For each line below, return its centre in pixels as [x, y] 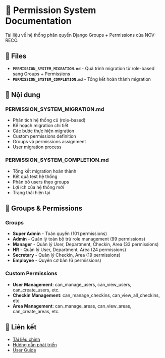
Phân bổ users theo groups [41, 182]
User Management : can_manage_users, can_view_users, [72, 284]
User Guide [24, 350]
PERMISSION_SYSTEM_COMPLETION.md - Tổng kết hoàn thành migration [82, 79]
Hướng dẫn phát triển [35, 344]
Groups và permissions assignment [49, 142]
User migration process [37, 147]
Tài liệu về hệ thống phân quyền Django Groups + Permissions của [74, 35]
